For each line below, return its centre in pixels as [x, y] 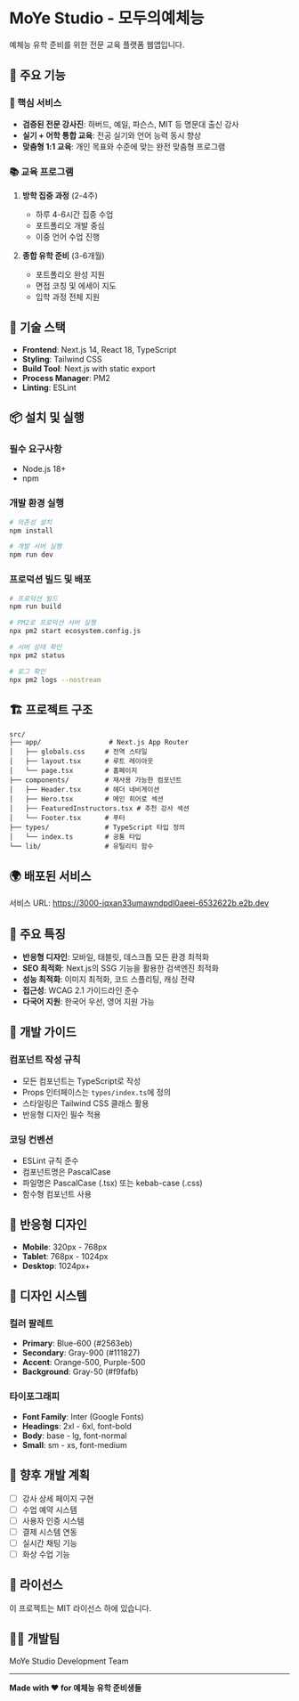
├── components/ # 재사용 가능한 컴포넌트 [96, 780]
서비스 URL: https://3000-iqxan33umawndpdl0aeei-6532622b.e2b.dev [139, 903]
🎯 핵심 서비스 [36, 103]
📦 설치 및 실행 [47, 418]
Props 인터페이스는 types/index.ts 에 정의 [97, 1092]
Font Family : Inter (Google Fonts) [83, 1416]
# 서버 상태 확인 [36, 647]
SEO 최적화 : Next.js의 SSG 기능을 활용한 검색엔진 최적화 [121, 968]
